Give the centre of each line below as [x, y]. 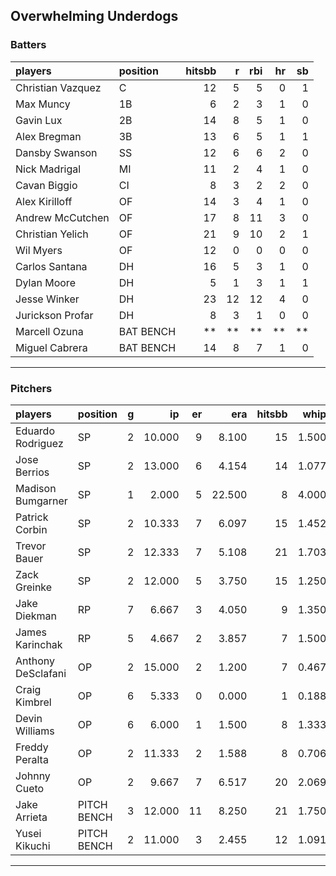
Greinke [34, 587]
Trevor [31, 546]
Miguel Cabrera [51, 347]
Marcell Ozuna [49, 331]
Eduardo [35, 431]
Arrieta [31, 817]
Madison [36, 488]
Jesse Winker [47, 299]
